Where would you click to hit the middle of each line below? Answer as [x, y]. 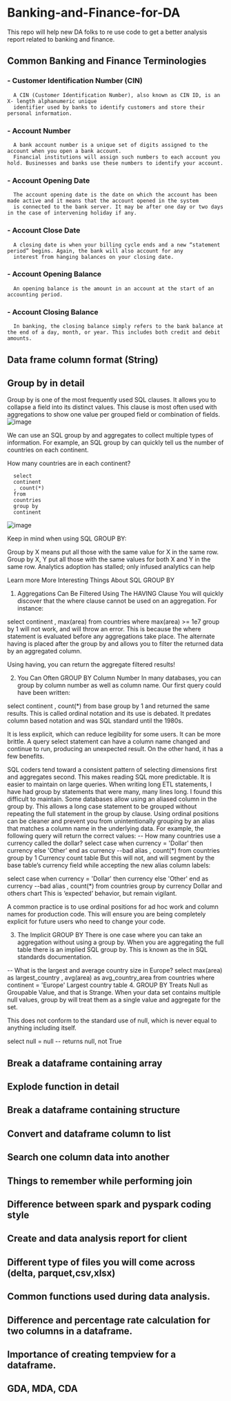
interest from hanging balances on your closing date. [94, 257]
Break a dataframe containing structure [94, 1110]
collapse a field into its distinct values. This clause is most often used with [112, 407]
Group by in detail [46, 383]
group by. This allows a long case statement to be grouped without [102, 806]
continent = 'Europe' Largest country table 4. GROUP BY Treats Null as [108, 985]
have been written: [44, 693]
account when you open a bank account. [64, 151]
